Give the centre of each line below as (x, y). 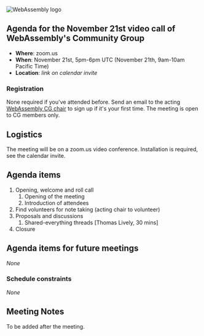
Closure (25, 229)
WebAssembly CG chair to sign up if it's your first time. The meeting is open (102, 109)
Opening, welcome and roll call (54, 190)
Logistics (24, 134)
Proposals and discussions (49, 216)
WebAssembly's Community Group (76, 38)
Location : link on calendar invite (56, 72)
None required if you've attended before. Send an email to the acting (93, 102)
